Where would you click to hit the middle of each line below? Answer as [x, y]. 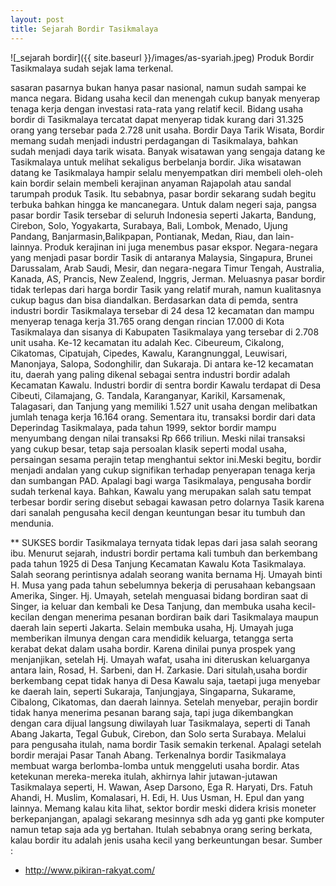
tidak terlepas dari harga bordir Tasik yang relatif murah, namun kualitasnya [166, 289]
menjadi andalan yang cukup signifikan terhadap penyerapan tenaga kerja [163, 470]
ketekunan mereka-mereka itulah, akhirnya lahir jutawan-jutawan [144, 776]
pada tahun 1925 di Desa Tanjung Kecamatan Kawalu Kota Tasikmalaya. [158, 563]
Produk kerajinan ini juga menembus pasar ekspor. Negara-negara [181, 247]
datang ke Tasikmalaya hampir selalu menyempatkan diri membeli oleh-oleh [166, 172]
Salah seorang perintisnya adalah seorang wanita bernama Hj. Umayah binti [166, 574]
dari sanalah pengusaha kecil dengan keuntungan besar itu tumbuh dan [158, 512]
